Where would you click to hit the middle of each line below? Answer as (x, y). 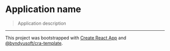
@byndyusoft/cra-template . (34, 43)
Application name (43, 9)
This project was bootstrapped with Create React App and (66, 38)
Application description (42, 23)
